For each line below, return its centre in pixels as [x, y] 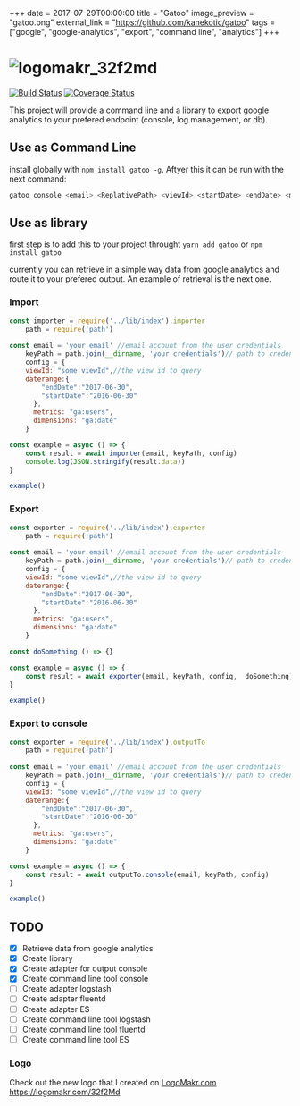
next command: [38, 179]
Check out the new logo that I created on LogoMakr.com [113, 1083]
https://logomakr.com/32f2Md [65, 1092]
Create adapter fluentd [64, 999]
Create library [47, 958]
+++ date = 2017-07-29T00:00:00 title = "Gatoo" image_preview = [132, 13]
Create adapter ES [56, 1009]
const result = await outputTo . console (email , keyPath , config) [147, 874]
